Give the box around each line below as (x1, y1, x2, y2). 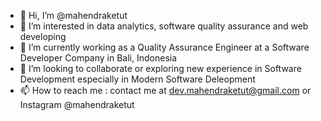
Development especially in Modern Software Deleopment (19, 73, 256, 85)
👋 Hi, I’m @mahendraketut (19, 10, 128, 21)
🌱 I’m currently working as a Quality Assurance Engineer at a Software (19, 41, 310, 53)
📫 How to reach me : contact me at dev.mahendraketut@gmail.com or (19, 85, 312, 96)
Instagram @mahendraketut (19, 99, 135, 110)
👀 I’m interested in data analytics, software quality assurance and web (19, 20, 309, 32)
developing (19, 31, 67, 42)
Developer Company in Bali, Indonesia (19, 52, 178, 64)
